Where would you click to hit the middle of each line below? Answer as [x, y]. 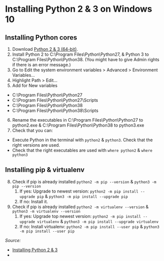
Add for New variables [35, 86]
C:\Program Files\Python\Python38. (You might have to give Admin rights [86, 59]
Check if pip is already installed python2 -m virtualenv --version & [80, 207]
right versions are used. [36, 145]
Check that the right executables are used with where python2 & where [82, 150]
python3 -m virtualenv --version [46, 211]
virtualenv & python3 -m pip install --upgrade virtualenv [98, 221]
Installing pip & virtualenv [45, 170]
